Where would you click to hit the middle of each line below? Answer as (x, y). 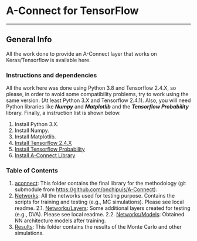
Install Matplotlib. (35, 137)
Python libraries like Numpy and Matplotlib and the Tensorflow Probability (98, 107)
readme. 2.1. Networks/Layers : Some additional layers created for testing (102, 208)
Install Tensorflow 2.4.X (43, 143)
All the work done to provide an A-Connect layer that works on (81, 53)
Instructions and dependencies (52, 75)
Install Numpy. (32, 131)
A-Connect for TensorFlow (72, 11)
